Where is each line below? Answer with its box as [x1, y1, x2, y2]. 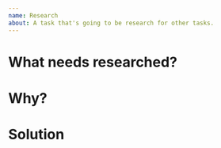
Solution [8, 126, 65, 143]
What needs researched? [8, 53, 178, 71]
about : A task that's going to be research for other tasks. [8, 19, 215, 27]
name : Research [8, 11, 59, 20]
